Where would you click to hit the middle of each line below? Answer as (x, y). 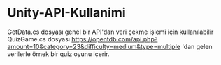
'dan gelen (197, 46)
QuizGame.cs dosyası (38, 39)
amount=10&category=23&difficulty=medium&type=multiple (94, 46)
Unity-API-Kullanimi (66, 13)
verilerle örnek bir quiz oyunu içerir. (58, 54)
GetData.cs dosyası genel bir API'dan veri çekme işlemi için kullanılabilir (110, 32)
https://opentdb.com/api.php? (114, 39)
